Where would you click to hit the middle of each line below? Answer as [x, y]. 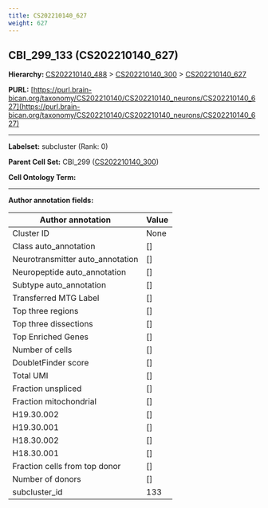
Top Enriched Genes [51, 337]
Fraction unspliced [47, 389]
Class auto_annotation [54, 246]
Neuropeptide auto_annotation [69, 272]
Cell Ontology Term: [42, 178]
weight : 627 [28, 23]
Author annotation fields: [51, 201]
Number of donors [47, 479]
